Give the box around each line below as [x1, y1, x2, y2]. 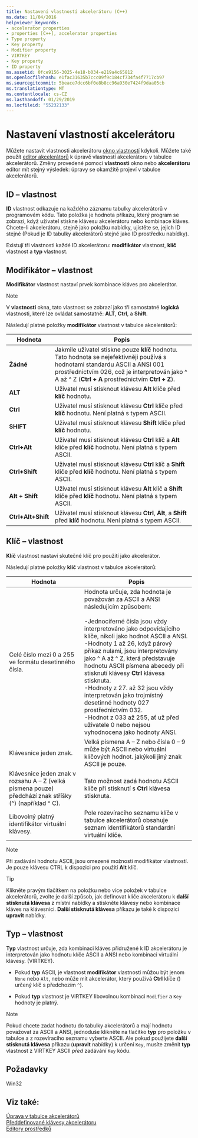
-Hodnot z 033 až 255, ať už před [84, 713, 180, 722]
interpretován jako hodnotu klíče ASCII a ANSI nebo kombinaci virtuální [6, 951, 179, 958]
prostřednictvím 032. [84, 706, 143, 714]
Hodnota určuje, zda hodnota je [84, 587, 171, 596]
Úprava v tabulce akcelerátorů [6, 1113, 80, 1120]
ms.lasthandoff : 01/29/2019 [6, 96, 75, 102]
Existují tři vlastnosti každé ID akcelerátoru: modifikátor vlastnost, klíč [6, 242, 177, 249]
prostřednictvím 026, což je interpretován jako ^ [55, 368, 187, 376]
